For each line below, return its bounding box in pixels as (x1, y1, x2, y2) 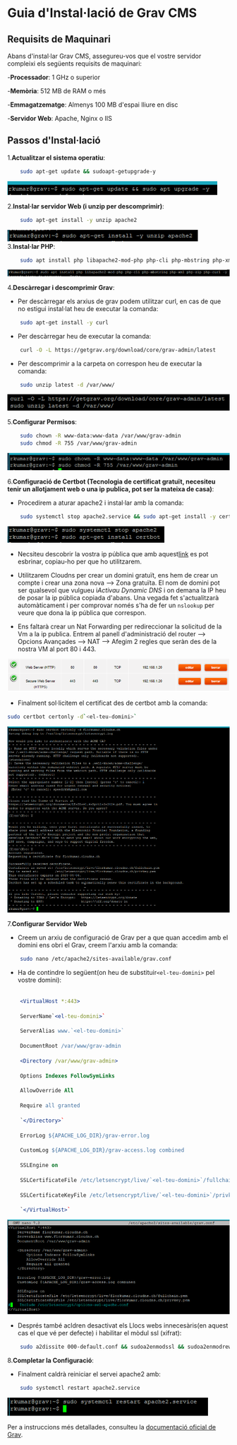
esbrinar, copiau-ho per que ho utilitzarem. (17, 557, 142, 566)
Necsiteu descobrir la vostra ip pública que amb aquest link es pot (17, 549, 209, 558)
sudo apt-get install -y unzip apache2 (20, 216, 138, 223)
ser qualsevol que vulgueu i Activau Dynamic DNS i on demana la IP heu (17, 585, 226, 595)
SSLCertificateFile (20, 1176, 78, 1183)
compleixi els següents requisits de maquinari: (7, 59, 142, 68)
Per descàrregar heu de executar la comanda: (17, 332, 152, 340)
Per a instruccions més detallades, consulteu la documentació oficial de (7, 1422, 217, 1431)
